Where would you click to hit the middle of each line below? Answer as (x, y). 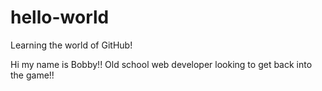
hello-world (60, 17)
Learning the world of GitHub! (71, 45)
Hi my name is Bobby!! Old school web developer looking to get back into (161, 64)
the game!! (32, 75)
